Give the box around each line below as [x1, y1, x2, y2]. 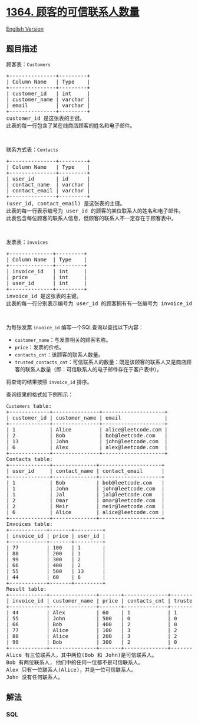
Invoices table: [6, 521, 53, 527]
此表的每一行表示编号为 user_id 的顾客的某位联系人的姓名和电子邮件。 [6, 207, 184, 214]
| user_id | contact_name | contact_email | [6, 467, 165, 474]
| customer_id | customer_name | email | [6, 414, 168, 421]
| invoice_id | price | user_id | [6, 532, 106, 539]
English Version [6, 25, 44, 32]
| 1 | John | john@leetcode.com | [6, 485, 165, 492]
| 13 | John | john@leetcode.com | [6, 438, 168, 444]
